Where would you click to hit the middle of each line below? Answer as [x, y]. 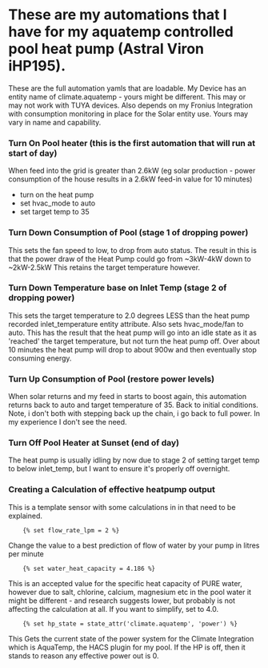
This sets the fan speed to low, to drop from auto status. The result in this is [133, 250]
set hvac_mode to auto [58, 203]
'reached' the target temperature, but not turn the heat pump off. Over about [134, 341]
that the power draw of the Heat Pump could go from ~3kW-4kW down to [130, 259]
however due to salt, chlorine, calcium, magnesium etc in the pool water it [130, 592]
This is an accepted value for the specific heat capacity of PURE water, [125, 583]
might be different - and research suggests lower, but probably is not [122, 601]
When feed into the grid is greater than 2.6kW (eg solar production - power [132, 171]
